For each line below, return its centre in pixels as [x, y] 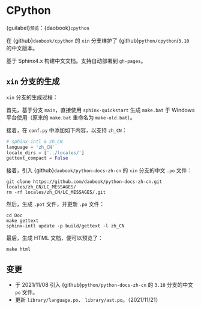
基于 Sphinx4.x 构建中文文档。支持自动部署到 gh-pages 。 [76, 61]
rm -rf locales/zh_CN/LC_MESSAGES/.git [56, 193]
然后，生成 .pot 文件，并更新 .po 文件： [55, 204]
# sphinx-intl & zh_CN [34, 142]
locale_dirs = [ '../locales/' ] [45, 153]
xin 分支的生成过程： [32, 97]
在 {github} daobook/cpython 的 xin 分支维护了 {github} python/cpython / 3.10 [98, 40]
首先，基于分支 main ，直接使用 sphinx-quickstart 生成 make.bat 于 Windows [100, 110]
